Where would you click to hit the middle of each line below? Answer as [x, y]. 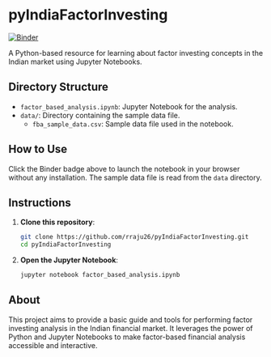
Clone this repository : [57, 222]
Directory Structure [59, 87]
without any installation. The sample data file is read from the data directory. [135, 177]
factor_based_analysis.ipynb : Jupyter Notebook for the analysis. [129, 106]
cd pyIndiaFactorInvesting [66, 244]
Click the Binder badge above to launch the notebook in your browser [124, 168]
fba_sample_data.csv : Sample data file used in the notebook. [133, 124]
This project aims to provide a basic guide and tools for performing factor [131, 319]
